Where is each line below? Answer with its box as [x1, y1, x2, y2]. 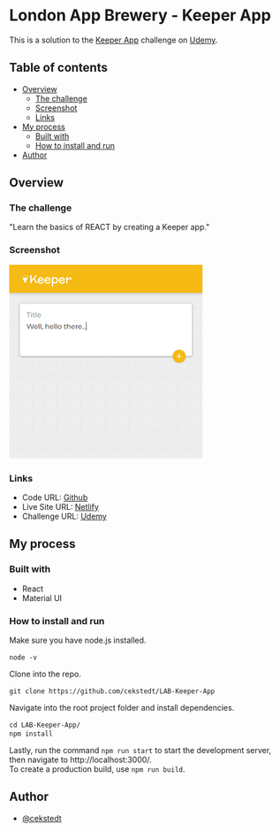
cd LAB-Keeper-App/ [9, 720, 81, 730]
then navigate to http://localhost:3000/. [9, 754, 152, 766]
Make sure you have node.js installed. [9, 635, 147, 646]
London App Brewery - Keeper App [9, 5, 271, 26]
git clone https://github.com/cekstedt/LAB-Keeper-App [9, 687, 216, 696]
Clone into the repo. [9, 669, 81, 680]
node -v [9, 653, 38, 662]
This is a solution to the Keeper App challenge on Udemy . [9, 35, 218, 45]
